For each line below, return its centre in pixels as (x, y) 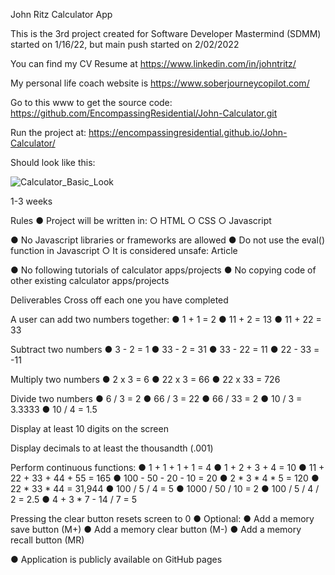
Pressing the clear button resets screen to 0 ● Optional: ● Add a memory (162, 518)
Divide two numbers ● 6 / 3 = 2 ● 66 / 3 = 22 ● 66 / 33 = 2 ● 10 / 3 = (156, 398)
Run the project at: (48, 132)
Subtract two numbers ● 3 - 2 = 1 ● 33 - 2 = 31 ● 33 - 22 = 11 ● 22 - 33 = (165, 349)
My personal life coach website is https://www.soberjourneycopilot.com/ (160, 83)
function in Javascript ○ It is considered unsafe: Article (124, 250)
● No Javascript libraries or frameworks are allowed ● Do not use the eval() (168, 240)
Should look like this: (53, 162)
